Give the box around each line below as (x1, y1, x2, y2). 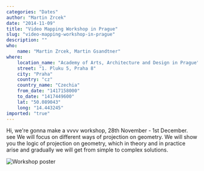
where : (6, 54, 23, 60)
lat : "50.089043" (17, 99, 61, 105)
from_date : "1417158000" (17, 88, 80, 94)
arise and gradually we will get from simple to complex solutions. (6, 146, 169, 153)
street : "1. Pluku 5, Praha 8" (17, 65, 97, 72)
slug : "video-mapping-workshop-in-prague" (6, 32, 115, 38)
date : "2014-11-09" (6, 20, 56, 26)
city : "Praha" (17, 71, 53, 77)
